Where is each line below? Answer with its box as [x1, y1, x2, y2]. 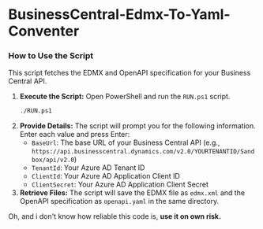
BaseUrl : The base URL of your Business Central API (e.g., [31, 138, 220, 147]
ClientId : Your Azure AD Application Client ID [31, 172, 180, 181]
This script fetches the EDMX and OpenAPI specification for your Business [8, 68, 251, 78]
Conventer [8, 22, 80, 40]
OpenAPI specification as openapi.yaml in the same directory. [19, 197, 220, 206]
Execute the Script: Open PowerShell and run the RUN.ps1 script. [19, 92, 231, 102]
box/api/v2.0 [31, 156, 75, 164]
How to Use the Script [8, 50, 93, 61]
